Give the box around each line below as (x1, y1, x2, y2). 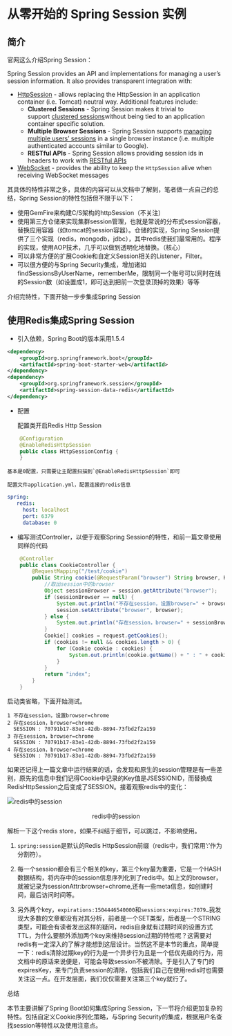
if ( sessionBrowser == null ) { (43, 593, 135, 600)
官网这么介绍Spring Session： (7, 56, 93, 64)
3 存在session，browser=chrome (7, 733, 95, 740)
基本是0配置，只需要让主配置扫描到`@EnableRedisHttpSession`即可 (7, 468, 181, 475)
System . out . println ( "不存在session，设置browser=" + (56, 600, 206, 607)
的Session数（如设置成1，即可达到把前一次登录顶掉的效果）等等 (17, 278, 200, 286)
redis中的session (92, 812, 140, 820)
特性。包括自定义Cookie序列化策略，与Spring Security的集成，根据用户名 (7, 1012, 217, 1021)
